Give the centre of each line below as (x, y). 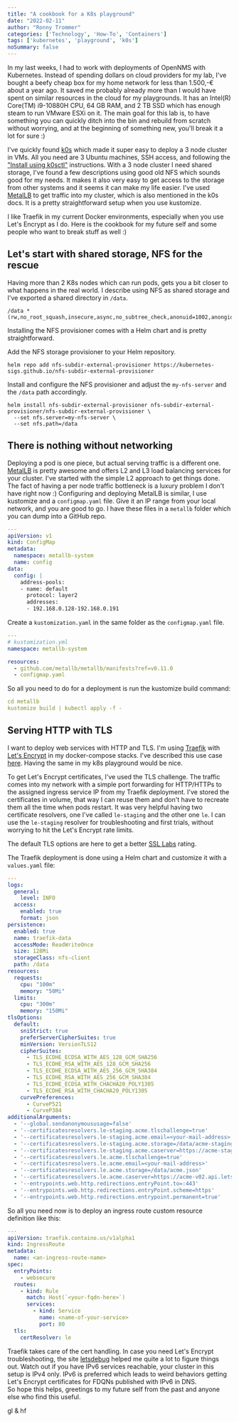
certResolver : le (46, 1337)
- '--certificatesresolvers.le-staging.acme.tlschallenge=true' (111, 1131)
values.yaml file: (31, 865)
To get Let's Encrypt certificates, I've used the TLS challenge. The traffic (114, 776)
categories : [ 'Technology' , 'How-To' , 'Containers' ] (87, 34)
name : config (33, 562)
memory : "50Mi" (43, 991)
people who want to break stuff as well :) (67, 232)
